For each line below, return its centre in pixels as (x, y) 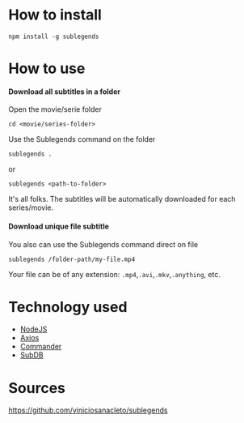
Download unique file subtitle (59, 226)
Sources (37, 388)
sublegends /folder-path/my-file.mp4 (72, 259)
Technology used (68, 307)
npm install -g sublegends (54, 36)
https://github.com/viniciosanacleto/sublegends (88, 410)
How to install (55, 15)
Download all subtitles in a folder (65, 92)
